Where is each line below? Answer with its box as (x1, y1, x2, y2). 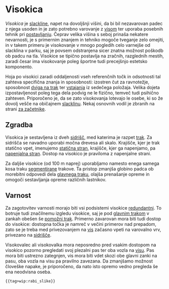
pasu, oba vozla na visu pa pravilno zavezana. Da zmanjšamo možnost (5, 258, 153, 264)
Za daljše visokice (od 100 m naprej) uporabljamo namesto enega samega (5, 160, 160, 166)
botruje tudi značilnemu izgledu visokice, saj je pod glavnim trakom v (5, 210, 150, 216)
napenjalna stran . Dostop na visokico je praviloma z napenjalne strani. (5, 150, 151, 156)
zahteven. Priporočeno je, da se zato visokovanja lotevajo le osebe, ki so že (5, 95, 163, 101)
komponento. (5, 64, 33, 70)
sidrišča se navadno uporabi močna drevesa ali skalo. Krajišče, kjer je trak (5, 139, 160, 146)
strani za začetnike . (5, 106, 46, 112)
